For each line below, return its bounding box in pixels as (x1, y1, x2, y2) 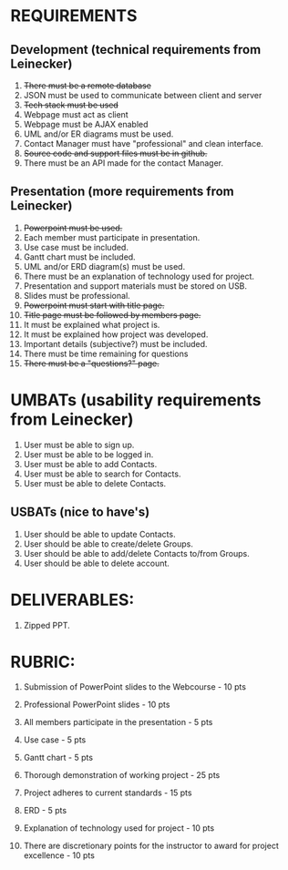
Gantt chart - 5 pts (23, 752, 94, 763)
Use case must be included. (23, 241, 129, 252)
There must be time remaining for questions (23, 348, 189, 359)
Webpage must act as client (23, 109, 129, 119)
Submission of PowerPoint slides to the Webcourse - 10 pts (23, 681, 247, 692)
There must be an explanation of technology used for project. (23, 271, 254, 281)
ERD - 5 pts (23, 805, 67, 816)
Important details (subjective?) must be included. (23, 338, 208, 349)
